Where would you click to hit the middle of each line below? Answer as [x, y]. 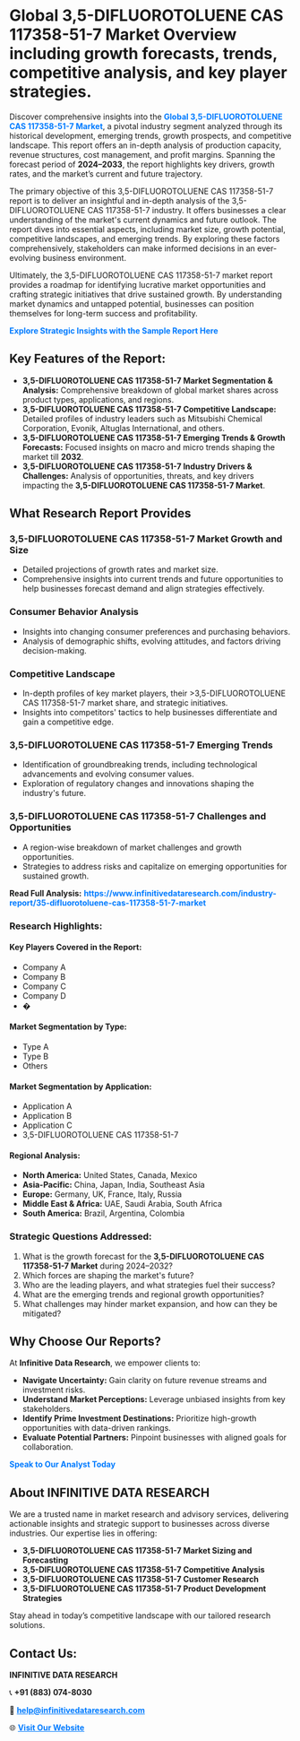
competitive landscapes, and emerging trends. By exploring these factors [145, 238]
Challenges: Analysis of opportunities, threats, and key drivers [138, 475]
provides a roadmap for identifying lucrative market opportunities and [137, 284]
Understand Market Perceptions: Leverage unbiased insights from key [154, 1399]
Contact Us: [43, 1654]
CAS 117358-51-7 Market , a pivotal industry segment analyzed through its [146, 126]
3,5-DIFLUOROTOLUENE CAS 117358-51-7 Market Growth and [146, 539]
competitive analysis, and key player [149, 73]
